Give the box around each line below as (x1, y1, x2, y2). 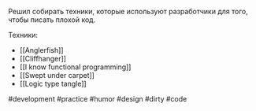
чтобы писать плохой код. (8, 15, 96, 24)
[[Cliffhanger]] (19, 54, 67, 63)
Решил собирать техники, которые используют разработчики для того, (8, 7, 248, 16)
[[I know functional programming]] (19, 62, 132, 72)
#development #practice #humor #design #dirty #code (8, 94, 187, 103)
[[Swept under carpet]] (19, 71, 95, 80)
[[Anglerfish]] (19, 46, 65, 54)
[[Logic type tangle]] (19, 79, 87, 88)
